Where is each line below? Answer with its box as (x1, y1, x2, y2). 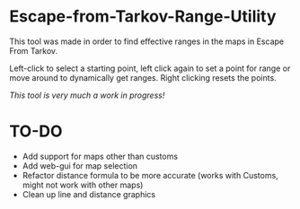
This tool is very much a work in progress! (9, 90, 165, 100)
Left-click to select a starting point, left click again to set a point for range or (9, 63, 291, 74)
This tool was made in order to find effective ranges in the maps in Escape (9, 36, 285, 47)
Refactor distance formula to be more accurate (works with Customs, (22, 170, 278, 180)
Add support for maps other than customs (22, 151, 178, 161)
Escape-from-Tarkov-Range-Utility (9, 6, 277, 27)
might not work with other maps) (22, 179, 144, 190)
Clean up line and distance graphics (22, 188, 155, 199)
